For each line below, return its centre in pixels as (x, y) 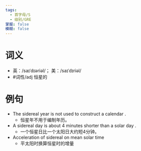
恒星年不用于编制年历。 (45, 120)
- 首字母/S (20, 15)
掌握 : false (17, 24)
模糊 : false (17, 29)
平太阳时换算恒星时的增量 (47, 143)
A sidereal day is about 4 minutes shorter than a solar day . (74, 126)
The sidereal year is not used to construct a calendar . (69, 114)
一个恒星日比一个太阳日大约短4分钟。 (60, 132)
